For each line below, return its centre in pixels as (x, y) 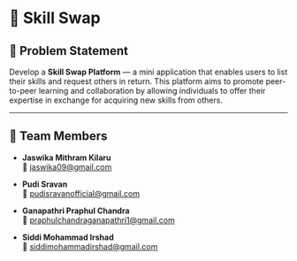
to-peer (23, 91)
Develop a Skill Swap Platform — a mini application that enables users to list (148, 72)
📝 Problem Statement (69, 51)
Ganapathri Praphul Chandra (76, 211)
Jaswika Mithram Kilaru (66, 157)
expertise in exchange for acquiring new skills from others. (116, 100)
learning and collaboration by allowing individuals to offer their (152, 91)
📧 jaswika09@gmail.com (67, 166)
